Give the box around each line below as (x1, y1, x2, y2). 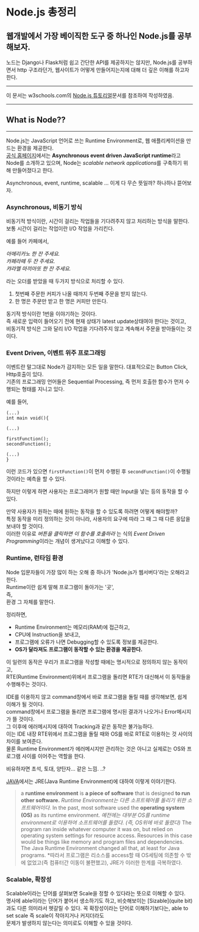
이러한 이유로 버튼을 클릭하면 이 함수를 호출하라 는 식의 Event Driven (6, 530, 165, 537)
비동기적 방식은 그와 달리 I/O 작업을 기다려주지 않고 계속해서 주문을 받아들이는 (6, 325, 185, 332)
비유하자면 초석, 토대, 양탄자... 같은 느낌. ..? (6, 765, 105, 772)
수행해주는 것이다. (6, 680, 48, 688)
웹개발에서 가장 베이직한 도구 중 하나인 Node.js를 (6, 31, 176, 41)
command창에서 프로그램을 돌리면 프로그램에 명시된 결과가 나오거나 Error (6, 708, 177, 715)
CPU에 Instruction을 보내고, (14, 631, 81, 638)
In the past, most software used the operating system (52, 804, 185, 811)
